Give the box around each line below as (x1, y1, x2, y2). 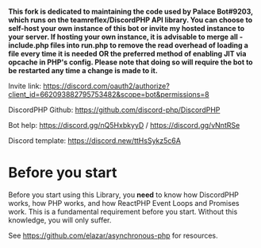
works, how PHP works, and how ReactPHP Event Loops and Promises (8, 198, 240, 207)
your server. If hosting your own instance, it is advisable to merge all (8, 32, 238, 41)
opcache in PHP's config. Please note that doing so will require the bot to (8, 57, 253, 67)
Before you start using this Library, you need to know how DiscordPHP (8, 190, 240, 200)
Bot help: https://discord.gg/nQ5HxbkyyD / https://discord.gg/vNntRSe (8, 121, 240, 130)
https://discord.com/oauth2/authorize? (43, 81, 171, 91)
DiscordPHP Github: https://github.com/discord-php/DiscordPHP (8, 105, 221, 114)
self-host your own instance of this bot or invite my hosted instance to (8, 24, 245, 33)
